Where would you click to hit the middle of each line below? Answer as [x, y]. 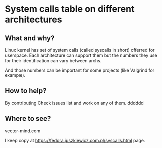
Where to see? [28, 118]
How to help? [26, 91]
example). [15, 75]
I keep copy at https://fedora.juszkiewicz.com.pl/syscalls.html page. [75, 140]
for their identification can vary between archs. [53, 60]
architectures [34, 20]
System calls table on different [70, 9]
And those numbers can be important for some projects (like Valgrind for [80, 70]
